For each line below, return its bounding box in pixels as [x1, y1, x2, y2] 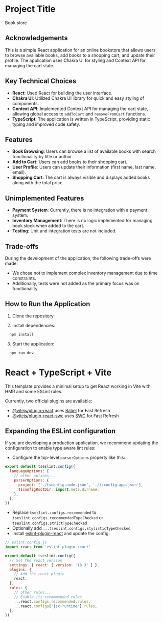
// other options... [14, 473, 56, 479]
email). [12, 170, 26, 175]
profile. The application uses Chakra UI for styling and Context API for [5, 57, 146, 63]
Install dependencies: [12, 322, 56, 328]
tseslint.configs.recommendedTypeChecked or [12, 515, 104, 521]
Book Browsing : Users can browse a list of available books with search [12, 148, 156, 154]
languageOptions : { [9, 469, 49, 474]
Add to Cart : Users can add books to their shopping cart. [12, 159, 128, 165]
